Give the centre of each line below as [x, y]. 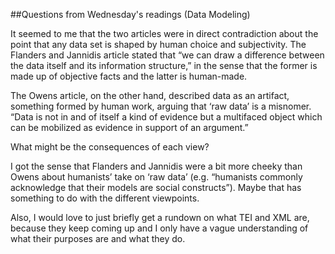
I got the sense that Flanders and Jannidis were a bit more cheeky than [156, 166]
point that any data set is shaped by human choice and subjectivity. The [158, 44]
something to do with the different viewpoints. [105, 198]
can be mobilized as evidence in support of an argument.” [129, 127]
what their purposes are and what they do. [98, 238]
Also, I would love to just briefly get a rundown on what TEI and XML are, [160, 217]
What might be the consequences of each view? [110, 147]
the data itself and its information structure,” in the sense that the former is [164, 65]
